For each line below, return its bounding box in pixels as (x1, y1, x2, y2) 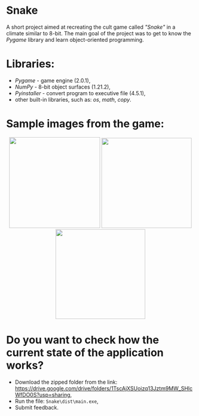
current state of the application (6, 346, 164, 359)
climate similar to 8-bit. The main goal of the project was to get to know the (6, 29, 191, 37)
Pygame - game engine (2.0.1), (14, 77, 91, 84)
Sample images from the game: (6, 117, 164, 130)
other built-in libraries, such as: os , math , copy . (14, 96, 131, 103)
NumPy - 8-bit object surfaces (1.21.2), (14, 83, 111, 90)
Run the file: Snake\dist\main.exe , (14, 397, 99, 405)
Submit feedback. (14, 403, 59, 411)
